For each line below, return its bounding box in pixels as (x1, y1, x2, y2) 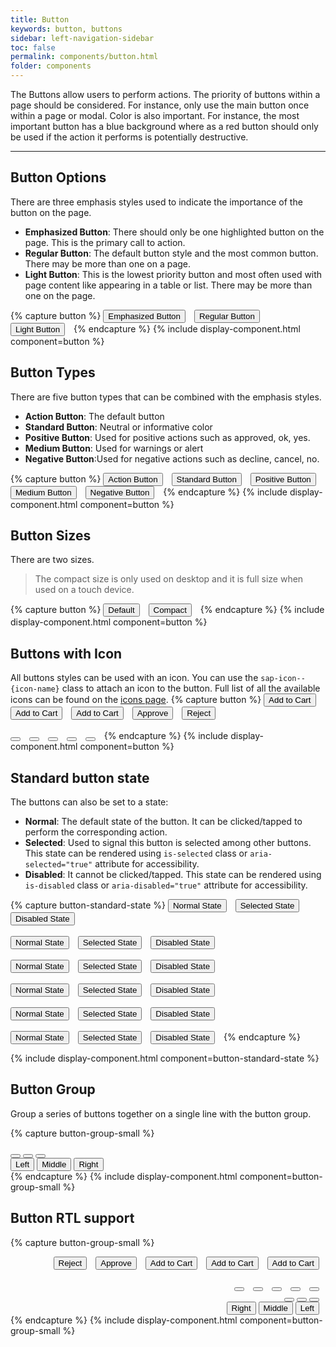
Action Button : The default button (24, 410, 165, 422)
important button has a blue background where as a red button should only (10, 121, 319, 132)
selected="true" (24, 860, 93, 870)
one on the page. (24, 289, 96, 301)
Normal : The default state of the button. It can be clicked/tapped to (24, 816, 303, 828)
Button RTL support (10, 1210, 135, 1227)
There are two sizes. (10, 554, 95, 566)
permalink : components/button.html (10, 52, 159, 62)
